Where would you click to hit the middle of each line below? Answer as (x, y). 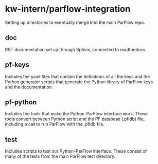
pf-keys (17, 65)
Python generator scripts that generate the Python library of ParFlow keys (79, 82)
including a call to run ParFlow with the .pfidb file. (55, 124)
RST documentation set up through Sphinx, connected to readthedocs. (76, 49)
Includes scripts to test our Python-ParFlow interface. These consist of (76, 151)
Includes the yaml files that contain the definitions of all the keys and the (78, 76)
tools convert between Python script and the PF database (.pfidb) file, (75, 119)
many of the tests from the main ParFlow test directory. (60, 156)
